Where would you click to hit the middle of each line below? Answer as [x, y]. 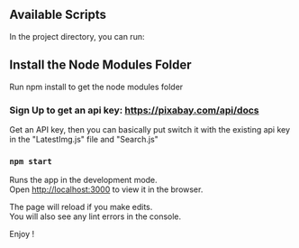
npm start [31, 161]
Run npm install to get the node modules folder [96, 87]
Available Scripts [58, 15]
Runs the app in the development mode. [83, 180]
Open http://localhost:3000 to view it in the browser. [106, 189]
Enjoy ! [22, 234]
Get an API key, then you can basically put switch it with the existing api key [150, 129]
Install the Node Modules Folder [100, 65]
